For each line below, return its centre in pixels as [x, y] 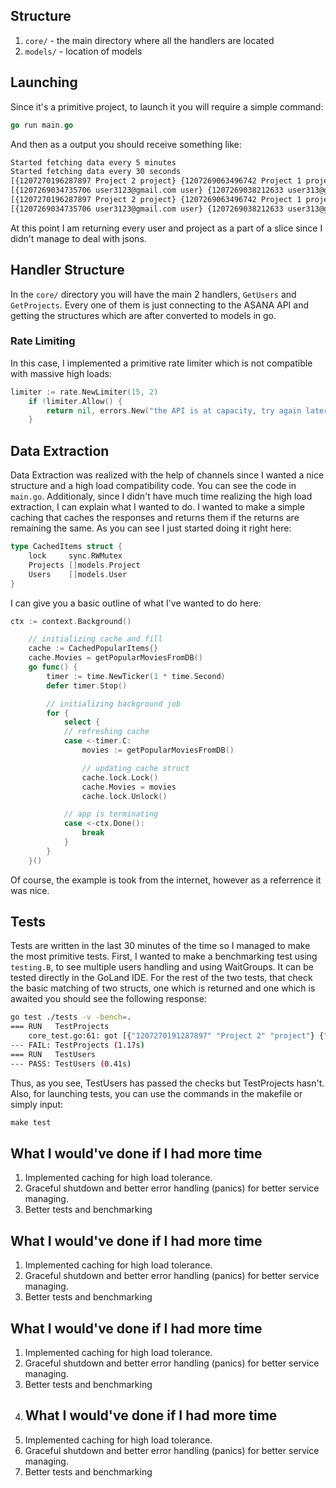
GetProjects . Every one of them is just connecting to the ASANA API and [160, 305]
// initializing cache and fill [95, 639]
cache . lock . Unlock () [124, 796]
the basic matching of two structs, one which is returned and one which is [163, 988]
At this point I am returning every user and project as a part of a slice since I [166, 228]
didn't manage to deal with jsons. [78, 238]
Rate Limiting [43, 341]
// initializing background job [114, 704]
